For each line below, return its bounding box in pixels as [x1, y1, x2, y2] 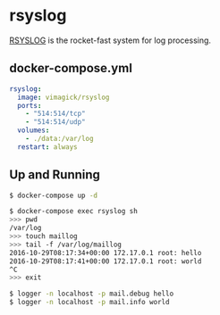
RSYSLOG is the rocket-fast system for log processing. [9, 35, 212, 46]
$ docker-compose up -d [9, 191, 98, 200]
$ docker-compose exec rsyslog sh [9, 207, 139, 216]
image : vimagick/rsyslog [17, 93, 110, 102]
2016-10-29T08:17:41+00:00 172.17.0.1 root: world [9, 256, 202, 266]
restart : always [17, 142, 78, 152]
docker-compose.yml [9, 61, 132, 76]
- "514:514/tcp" [25, 109, 87, 119]
